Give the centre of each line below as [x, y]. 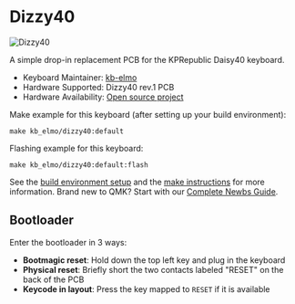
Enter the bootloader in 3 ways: [68, 242]
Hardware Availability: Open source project [103, 97]
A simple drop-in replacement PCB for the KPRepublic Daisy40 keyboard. [147, 59]
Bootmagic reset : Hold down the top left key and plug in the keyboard [154, 260]
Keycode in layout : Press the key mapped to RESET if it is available [146, 288]
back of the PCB [53, 279]
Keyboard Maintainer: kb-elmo [80, 77]
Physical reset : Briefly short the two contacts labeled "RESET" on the [153, 269]
